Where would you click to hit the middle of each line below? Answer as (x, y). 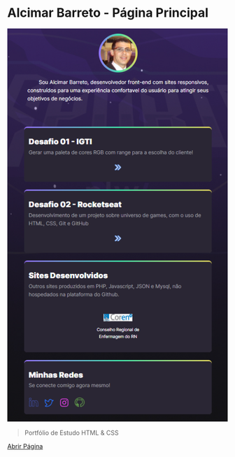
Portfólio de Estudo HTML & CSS (71, 433)
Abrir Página (25, 447)
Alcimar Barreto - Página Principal (108, 13)
